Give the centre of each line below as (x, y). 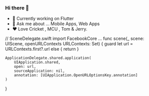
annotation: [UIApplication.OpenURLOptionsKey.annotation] (76, 75)
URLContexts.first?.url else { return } (42, 49)
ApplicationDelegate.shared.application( (48, 58)
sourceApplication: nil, (39, 71)
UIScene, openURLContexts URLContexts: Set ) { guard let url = (69, 44)
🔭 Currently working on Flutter (43, 19)
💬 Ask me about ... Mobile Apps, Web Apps (56, 24)
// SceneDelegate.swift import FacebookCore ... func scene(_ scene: (75, 38)
